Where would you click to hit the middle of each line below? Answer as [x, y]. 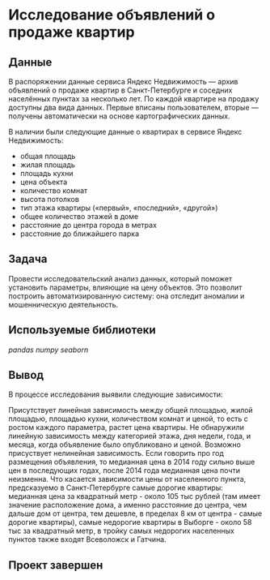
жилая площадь [47, 165]
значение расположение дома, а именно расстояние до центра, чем [128, 505]
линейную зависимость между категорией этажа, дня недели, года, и [130, 436]
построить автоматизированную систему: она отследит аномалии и [127, 296]
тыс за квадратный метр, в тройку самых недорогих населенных [121, 531]
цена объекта [43, 182]
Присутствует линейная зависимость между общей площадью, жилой [131, 410]
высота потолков [49, 199]
